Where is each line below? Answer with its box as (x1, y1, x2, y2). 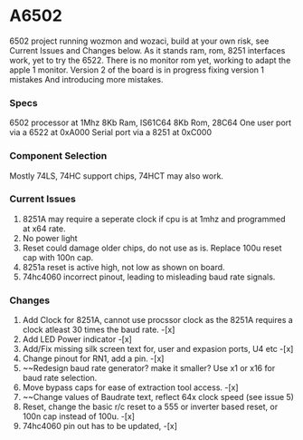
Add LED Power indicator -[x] (22, 334, 133, 345)
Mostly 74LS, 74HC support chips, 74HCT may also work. (9, 170, 224, 181)
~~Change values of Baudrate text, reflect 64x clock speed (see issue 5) (22, 392, 294, 403)
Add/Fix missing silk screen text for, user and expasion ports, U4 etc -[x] (22, 344, 294, 355)
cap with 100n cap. (22, 251, 94, 263)
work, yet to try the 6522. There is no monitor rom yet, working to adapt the (9, 54, 291, 65)
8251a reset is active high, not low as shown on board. (22, 261, 225, 272)
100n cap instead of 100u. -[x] (22, 411, 136, 422)
